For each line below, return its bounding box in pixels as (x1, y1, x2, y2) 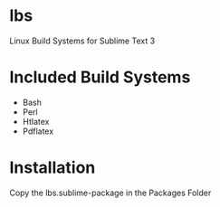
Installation (9, 157, 96, 178)
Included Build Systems (9, 67, 191, 88)
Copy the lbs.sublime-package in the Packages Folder (9, 187, 212, 198)
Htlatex (22, 116, 50, 127)
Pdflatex (22, 126, 54, 136)
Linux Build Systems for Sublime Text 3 (9, 35, 156, 46)
